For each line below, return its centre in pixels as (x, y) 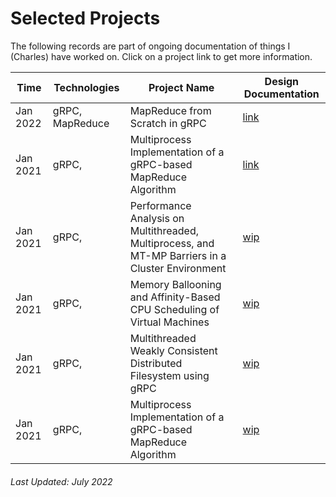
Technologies (86, 87)
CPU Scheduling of (174, 309)
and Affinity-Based (175, 297)
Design (282, 81)
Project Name (181, 87)
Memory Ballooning (175, 284)
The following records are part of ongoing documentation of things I (150, 46)
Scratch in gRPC (168, 123)
